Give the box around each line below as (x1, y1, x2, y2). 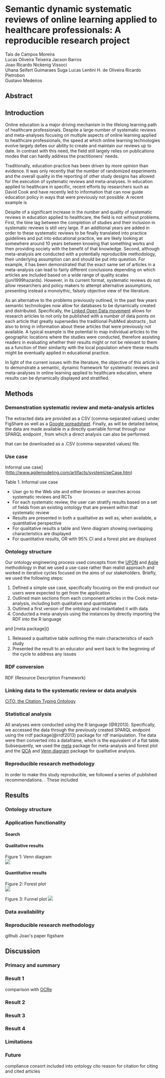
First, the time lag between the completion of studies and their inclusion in (5, 220, 156, 226)
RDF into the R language (12, 616, 62, 622)
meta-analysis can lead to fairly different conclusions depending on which (5, 267, 156, 273)
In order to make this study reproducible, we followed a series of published (5, 771, 157, 777)
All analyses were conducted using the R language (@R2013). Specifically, (5, 722, 156, 728)
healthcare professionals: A (5, 25, 122, 36)
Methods (5, 389, 33, 398)
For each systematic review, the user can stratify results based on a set (12, 499, 157, 505)
